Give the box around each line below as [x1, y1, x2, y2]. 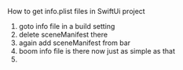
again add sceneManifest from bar [18, 38, 131, 47]
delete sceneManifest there [18, 30, 108, 39]
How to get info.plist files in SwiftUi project [7, 7, 146, 16]
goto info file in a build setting [18, 22, 115, 30]
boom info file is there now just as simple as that [18, 47, 176, 55]
